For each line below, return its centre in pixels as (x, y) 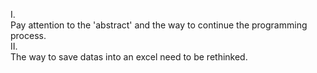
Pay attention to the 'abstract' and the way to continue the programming (159, 25)
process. (28, 35)
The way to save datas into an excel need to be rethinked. (129, 57)
